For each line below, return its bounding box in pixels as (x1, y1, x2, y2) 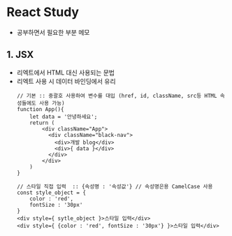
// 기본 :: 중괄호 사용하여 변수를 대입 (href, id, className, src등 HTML (16, 92, 217, 99)
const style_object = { (16, 189, 87, 196)
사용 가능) (38, 99, 65, 107)
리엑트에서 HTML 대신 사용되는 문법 (16, 68, 115, 77)
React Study (6, 4, 80, 20)
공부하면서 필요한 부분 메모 (16, 28, 90, 36)
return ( (29, 119, 55, 126)
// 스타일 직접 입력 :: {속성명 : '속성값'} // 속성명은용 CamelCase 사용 (16, 183, 213, 190)
